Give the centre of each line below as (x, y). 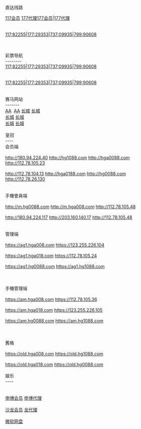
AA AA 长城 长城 (23, 111)
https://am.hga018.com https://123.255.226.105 (54, 310)
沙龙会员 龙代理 (21, 410)
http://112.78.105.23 (25, 163)
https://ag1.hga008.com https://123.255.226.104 (55, 245)
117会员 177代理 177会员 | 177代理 (38, 18)
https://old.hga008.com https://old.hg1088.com (54, 354)
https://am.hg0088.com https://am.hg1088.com (54, 321)
